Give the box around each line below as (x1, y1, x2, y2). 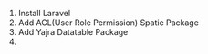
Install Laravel (17, 8, 71, 18)
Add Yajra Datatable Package (17, 27, 129, 37)
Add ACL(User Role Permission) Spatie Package (17, 17, 199, 28)
